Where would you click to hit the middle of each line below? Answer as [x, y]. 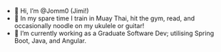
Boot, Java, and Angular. [50, 41]
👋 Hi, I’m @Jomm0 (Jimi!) [51, 11]
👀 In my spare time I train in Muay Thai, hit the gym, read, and [104, 18]
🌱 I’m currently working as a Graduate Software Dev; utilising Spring [114, 33]
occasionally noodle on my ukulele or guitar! [79, 26]
